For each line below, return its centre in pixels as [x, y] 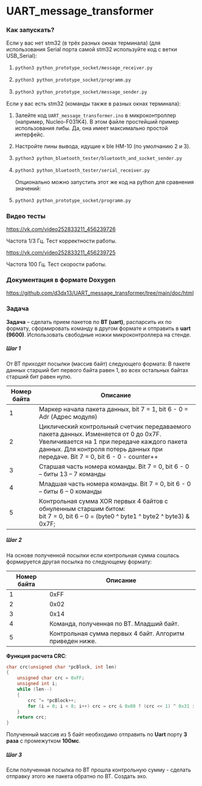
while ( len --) [35, 689]
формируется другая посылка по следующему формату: [79, 562]
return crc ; [32, 717]
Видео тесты [26, 216]
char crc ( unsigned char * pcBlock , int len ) [62, 667]
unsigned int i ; [38, 684]
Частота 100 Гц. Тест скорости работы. [57, 264]
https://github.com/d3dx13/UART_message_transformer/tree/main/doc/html [100, 293]
